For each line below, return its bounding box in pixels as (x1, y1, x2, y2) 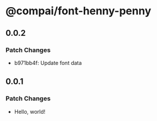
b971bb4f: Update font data (14, 59, 82, 66)
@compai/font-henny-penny (5, 4, 152, 18)
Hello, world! (14, 108, 46, 115)
